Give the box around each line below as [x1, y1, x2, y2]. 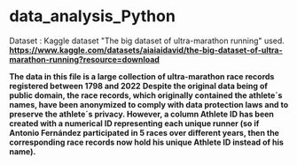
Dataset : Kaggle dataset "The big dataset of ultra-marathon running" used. [9, 35, 285, 46]
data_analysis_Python [9, 6, 176, 26]
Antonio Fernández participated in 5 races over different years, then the [9, 127, 279, 138]
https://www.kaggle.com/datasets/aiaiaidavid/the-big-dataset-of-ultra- [9, 44, 283, 55]
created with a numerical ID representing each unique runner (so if [9, 117, 260, 129]
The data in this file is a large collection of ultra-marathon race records [9, 71, 275, 81]
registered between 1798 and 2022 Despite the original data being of [9, 80, 269, 91]
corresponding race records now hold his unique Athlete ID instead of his [9, 137, 284, 147]
